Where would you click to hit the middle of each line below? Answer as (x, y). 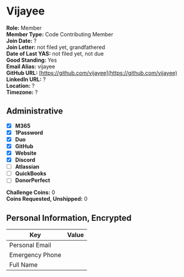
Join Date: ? (21, 41)
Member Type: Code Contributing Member (60, 34)
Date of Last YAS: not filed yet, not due (55, 53)
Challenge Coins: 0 (31, 192)
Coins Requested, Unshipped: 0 (47, 199)
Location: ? (21, 85)
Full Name (24, 265)
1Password (29, 132)
